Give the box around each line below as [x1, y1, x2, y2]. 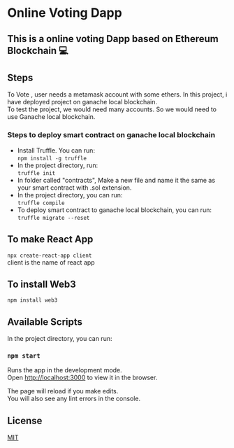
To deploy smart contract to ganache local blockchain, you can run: [17, 205, 212, 214]
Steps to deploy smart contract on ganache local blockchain [7, 130, 215, 140]
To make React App [7, 233, 94, 246]
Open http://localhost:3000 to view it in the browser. [7, 373, 158, 382]
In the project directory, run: [17, 161, 98, 169]
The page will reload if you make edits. [7, 387, 119, 395]
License [7, 414, 43, 426]
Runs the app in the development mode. [7, 366, 122, 374]
